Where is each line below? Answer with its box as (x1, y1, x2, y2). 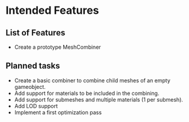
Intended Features (5, 4, 99, 17)
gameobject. (14, 83, 46, 90)
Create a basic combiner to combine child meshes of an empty (14, 76, 171, 84)
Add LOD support (14, 102, 58, 109)
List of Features (5, 28, 66, 38)
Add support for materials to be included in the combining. (14, 90, 160, 97)
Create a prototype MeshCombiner (14, 43, 101, 50)
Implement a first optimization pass (14, 109, 102, 116)
